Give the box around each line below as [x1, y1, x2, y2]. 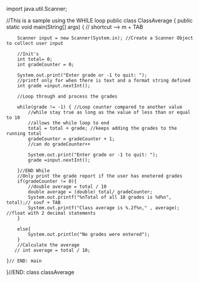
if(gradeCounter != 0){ [17, 178, 77, 184]
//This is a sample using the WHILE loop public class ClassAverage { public [6, 17, 193, 24]
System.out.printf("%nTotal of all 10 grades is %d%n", [28, 194, 172, 200]
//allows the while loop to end [28, 120, 110, 126]
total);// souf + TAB [6, 200, 61, 206]
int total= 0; [17, 56, 53, 62]
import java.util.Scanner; [6, 5, 68, 12]
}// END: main [6, 258, 42, 264]
